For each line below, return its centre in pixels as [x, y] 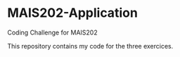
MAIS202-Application [73, 13]
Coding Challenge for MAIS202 [52, 32]
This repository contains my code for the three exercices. [90, 46]
